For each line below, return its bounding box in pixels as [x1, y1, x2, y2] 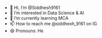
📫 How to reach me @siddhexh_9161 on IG [9, 21, 98, 27]
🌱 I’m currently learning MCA [9, 15, 69, 21]
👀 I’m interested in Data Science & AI [9, 10, 84, 16]
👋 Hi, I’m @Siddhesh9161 [9, 5, 60, 10]
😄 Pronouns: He [9, 28, 43, 34]
